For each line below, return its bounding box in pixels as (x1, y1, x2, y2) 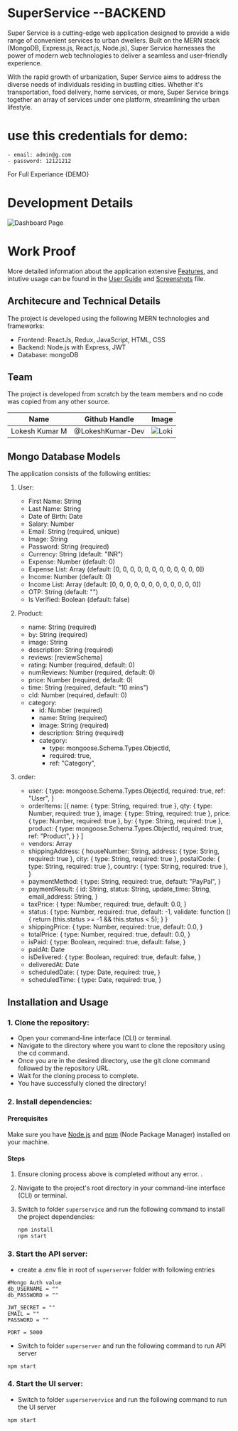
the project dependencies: (17, 1213, 95, 1221)
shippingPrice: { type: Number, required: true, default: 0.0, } (28, 923, 203, 931)
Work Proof (7, 243, 76, 259)
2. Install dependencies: (7, 1097, 92, 1107)
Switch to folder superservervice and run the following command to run (17, 1395, 227, 1403)
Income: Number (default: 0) (28, 573, 112, 581)
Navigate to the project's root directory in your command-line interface (17, 1183, 226, 1193)
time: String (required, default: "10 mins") (28, 683, 149, 692)
